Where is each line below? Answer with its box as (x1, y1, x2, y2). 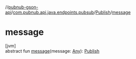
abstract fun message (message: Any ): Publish (5, 48, 100, 54)
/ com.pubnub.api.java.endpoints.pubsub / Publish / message (11, 9, 131, 15)
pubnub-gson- (8, 4, 39, 10)
